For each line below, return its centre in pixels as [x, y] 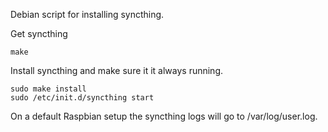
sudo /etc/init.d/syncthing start [82, 98]
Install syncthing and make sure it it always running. [117, 70]
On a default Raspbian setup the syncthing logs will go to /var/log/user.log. [164, 116]
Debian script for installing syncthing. [87, 14]
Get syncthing [39, 33]
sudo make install [48, 89]
